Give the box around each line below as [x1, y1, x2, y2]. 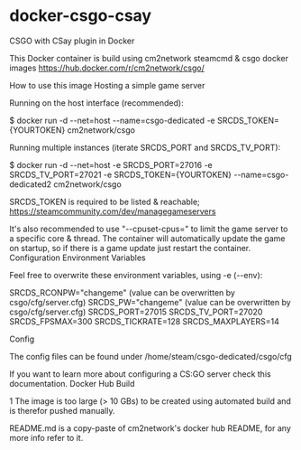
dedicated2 [9, 178, 52, 190]
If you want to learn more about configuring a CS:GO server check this [9, 368, 272, 380]
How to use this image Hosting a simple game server [9, 80, 205, 90]
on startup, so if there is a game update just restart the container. [9, 242, 251, 253]
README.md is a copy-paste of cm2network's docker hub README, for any [9, 422, 291, 434]
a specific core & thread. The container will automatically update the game [9, 232, 286, 244]
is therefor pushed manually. [9, 405, 115, 416]
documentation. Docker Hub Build [9, 378, 135, 389]
